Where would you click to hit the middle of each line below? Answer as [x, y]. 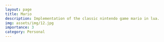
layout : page [18, 9]
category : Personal [25, 32]
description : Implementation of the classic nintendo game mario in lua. [82, 18]
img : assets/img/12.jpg [30, 23]
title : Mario [18, 14]
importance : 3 [20, 28]
